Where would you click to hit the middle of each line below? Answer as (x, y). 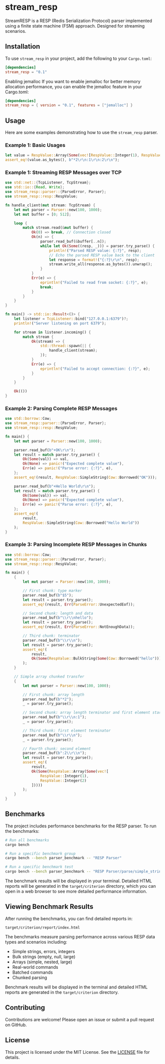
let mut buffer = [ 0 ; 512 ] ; (42, 214)
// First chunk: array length (54, 695)
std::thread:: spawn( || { (66, 346)
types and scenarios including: (36, 942)
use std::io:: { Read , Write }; (35, 187)
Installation (23, 46)
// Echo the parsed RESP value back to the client (102, 255)
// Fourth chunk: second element (57, 749)
